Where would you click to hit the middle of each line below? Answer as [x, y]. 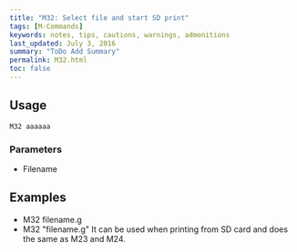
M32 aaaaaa [30, 126]
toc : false [30, 69]
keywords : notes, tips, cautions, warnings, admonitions [120, 35]
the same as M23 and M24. [74, 238]
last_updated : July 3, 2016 [63, 43]
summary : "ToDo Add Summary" [65, 52]
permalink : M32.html [49, 60]
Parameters [36, 149]
